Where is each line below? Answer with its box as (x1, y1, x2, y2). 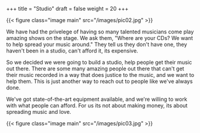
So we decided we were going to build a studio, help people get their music (6, 59, 192, 66)
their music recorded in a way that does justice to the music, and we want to (6, 72, 195, 78)
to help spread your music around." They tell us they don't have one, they (6, 41, 187, 48)
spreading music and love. (6, 109, 72, 115)
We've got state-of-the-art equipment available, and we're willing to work (6, 95, 187, 103)
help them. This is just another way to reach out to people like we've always (6, 78, 193, 85)
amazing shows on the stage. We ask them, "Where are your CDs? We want (6, 35, 193, 41)
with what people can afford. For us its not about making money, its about (6, 102, 188, 109)
